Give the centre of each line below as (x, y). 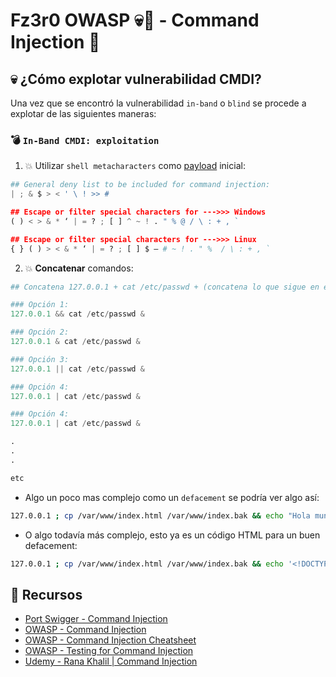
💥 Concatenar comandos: (79, 268)
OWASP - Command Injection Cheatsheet (110, 640)
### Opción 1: (40, 305)
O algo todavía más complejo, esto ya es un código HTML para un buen (172, 535)
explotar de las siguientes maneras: (83, 113)
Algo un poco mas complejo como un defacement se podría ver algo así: (172, 497)
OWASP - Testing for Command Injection (109, 651)
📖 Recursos (46, 594)
